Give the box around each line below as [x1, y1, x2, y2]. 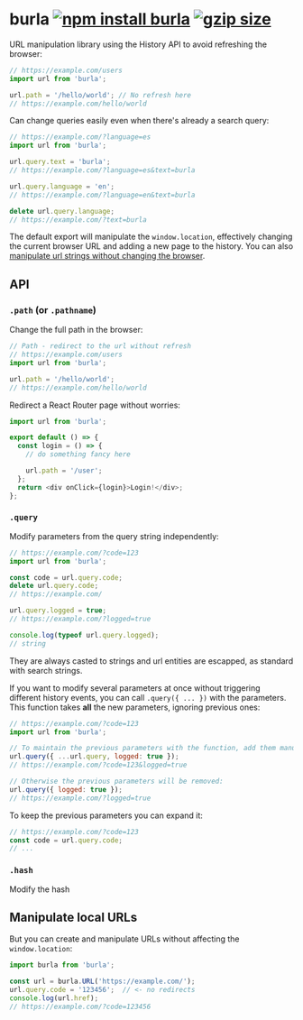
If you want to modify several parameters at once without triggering [9, 682, 261, 694]
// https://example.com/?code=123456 [9, 1002, 151, 1011]
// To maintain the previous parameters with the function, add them [9, 744, 277, 753]
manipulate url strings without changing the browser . [9, 251, 206, 262]
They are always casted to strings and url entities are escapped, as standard [9, 655, 294, 666]
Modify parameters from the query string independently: [9, 530, 219, 541]
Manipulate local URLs [9, 909, 138, 924]
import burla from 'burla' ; [9, 960, 115, 969]
